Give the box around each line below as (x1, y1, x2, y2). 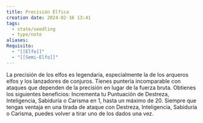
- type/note (12, 32, 43, 38)
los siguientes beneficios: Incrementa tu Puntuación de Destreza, (6, 90, 170, 97)
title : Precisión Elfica (6, 9, 69, 15)
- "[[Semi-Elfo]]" (12, 54, 59, 60)
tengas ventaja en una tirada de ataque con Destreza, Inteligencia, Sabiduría (6, 103, 198, 110)
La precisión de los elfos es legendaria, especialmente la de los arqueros (6, 71, 189, 78)
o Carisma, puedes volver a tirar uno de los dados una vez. (6, 110, 154, 117)
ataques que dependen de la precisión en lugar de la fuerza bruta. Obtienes (6, 83, 196, 91)
